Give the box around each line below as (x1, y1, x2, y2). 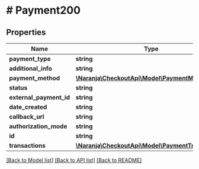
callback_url (9, 113, 44, 120)
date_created (9, 103, 47, 111)
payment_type (9, 55, 51, 63)
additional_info (9, 65, 52, 72)
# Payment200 (6, 4, 81, 17)
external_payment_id (9, 93, 70, 101)
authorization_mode (9, 122, 68, 130)
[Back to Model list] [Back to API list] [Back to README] (6, 157, 142, 164)
